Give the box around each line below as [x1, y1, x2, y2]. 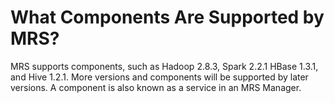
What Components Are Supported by [10, 6, 325, 29]
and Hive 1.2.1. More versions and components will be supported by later [10, 71, 309, 83]
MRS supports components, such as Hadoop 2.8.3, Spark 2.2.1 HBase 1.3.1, [10, 60, 319, 72]
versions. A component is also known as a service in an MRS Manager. [10, 81, 302, 93]
